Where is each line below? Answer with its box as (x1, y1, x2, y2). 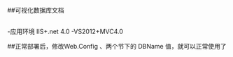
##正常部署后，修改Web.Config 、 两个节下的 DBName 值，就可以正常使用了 (7, 42, 227, 51)
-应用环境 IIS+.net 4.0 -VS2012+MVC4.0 (7, 27, 124, 36)
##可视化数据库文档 (7, 6, 64, 14)
